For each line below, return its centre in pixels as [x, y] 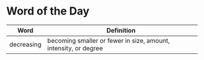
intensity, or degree [75, 48]
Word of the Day [48, 11]
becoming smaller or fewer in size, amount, [109, 41]
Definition [121, 30]
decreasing [25, 44]
